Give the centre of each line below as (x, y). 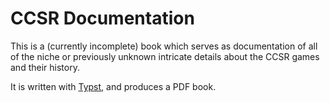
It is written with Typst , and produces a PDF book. (113, 86)
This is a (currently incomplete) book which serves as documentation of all (164, 46)
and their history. (45, 67)
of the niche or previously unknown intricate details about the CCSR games (165, 56)
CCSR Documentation (102, 18)
